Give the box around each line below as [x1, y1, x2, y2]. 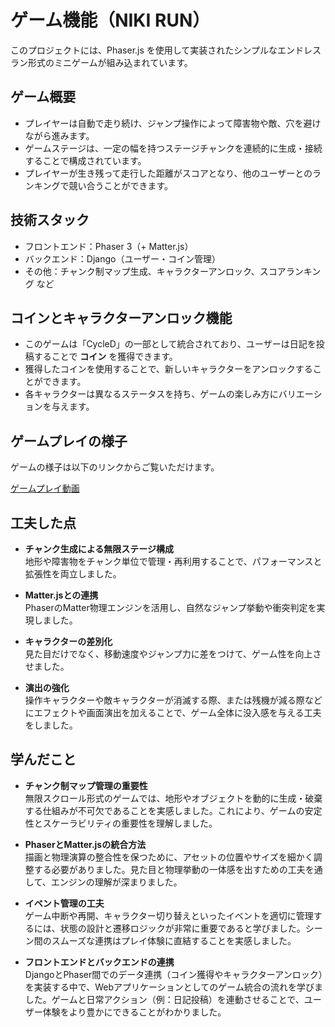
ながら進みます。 [24, 129, 95, 141]
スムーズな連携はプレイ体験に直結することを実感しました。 [51, 934, 297, 946]
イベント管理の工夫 [24, 897, 105, 909]
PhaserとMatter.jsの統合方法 [24, 838, 147, 850]
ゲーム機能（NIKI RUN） [10, 9, 211, 32]
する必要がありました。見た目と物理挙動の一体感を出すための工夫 [33, 863, 306, 875]
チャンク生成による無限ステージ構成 [24, 543, 174, 555]
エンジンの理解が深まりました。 [50, 876, 183, 888]
